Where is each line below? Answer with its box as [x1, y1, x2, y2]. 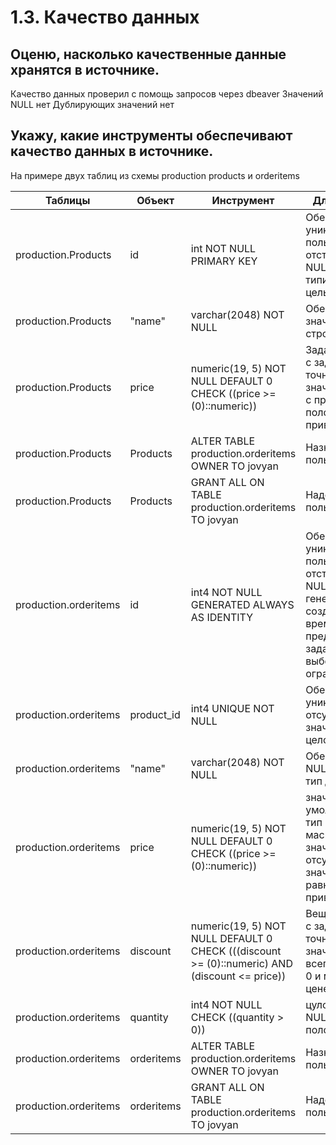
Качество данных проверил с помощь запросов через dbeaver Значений [10, 88, 324, 100]
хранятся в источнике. [10, 61, 160, 78]
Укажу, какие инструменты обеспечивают [10, 127, 293, 145]
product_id [129, 707, 181, 721]
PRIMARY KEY [190, 254, 258, 268]
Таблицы [44, 193, 91, 207]
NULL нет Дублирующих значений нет [10, 99, 175, 110]
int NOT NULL [190, 241, 257, 255]
